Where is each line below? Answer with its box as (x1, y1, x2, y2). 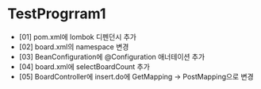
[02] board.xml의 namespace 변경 (18, 41, 129, 52)
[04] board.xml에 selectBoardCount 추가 (18, 61, 150, 72)
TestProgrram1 (7, 5, 106, 23)
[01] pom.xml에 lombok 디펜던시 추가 (18, 32, 136, 41)
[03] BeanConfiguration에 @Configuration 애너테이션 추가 (18, 52, 205, 61)
